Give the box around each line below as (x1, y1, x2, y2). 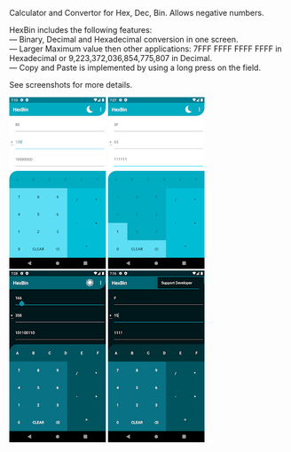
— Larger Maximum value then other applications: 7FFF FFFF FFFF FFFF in (9, 43, 282, 54)
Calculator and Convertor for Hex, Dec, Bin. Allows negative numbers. (9, 8, 264, 18)
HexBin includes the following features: (9, 25, 153, 35)
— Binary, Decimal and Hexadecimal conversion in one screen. (9, 35, 239, 44)
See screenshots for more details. (9, 80, 133, 90)
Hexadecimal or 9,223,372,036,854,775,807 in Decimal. (9, 53, 213, 63)
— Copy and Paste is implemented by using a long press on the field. (9, 62, 262, 73)
